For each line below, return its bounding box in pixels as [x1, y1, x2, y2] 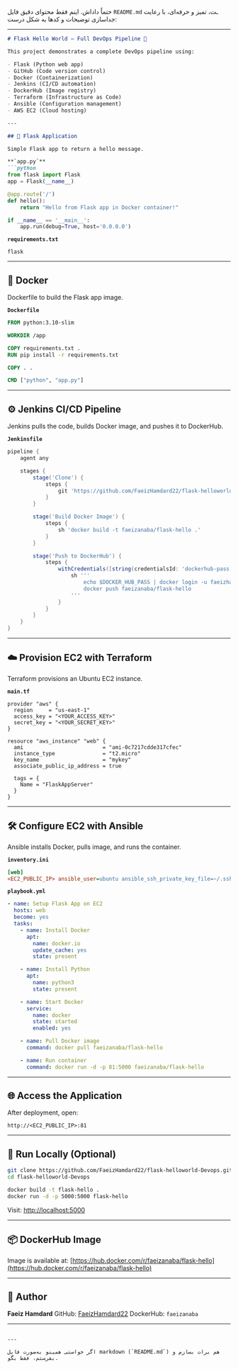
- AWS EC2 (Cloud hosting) [7, 107, 87, 114]
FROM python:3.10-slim [7, 320, 74, 327]
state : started [33, 1018, 78, 1025]
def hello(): [7, 197, 46, 204]
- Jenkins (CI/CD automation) [7, 81, 97, 88]
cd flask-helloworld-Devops [7, 1173, 91, 1181]
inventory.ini [7, 856, 50, 863]
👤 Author [7, 1290, 47, 1302]
